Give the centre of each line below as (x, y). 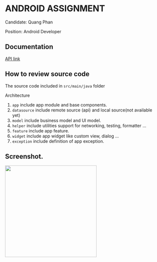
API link (13, 59)
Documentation (29, 47)
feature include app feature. (40, 131)
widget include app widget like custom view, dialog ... (66, 136)
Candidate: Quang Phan (29, 22)
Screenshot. (24, 156)
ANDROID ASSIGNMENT (55, 9)
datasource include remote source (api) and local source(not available (82, 110)
